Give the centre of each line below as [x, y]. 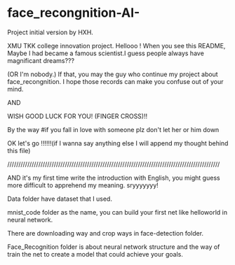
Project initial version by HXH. [50, 32]
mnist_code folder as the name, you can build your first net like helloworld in [117, 212]
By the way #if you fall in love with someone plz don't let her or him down [113, 129]
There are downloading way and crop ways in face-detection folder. [106, 233]
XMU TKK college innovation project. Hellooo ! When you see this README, [116, 45]
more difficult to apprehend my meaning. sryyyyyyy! [83, 185]
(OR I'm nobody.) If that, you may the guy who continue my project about [113, 74]
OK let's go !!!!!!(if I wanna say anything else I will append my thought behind [118, 143]
